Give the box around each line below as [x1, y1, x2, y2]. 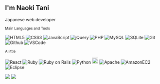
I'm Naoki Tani [5, 4, 50, 12]
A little [5, 49, 16, 54]
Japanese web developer [5, 16, 56, 22]
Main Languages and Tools [5, 26, 50, 31]
